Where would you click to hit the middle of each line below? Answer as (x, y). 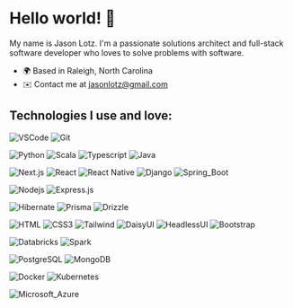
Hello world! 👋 (62, 18)
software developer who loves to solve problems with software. (127, 52)
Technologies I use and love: (91, 116)
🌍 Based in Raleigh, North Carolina (87, 70)
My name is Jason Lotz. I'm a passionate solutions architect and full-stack (146, 43)
